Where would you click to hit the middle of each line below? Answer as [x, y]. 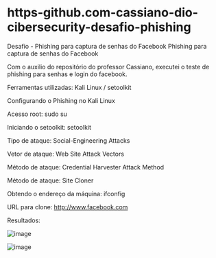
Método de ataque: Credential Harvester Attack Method [86, 167]
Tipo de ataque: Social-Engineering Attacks [69, 140]
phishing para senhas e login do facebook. [68, 74]
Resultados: [24, 220]
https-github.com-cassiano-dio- [103, 13]
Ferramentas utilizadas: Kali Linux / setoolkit [69, 87]
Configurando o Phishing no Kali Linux [61, 100]
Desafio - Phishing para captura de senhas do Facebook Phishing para [107, 46]
